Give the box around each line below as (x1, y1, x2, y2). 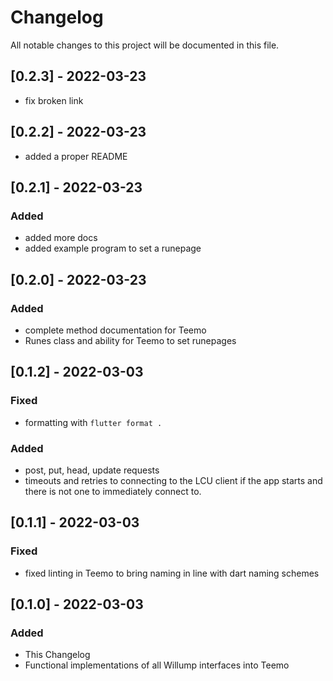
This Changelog (24, 649, 91, 661)
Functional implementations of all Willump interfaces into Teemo (24, 659, 290, 671)
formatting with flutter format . (24, 416, 163, 428)
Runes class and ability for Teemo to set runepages (24, 334, 237, 346)
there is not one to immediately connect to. (24, 485, 202, 497)
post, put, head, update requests (24, 464, 160, 476)
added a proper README (24, 150, 128, 162)
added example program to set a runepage (24, 242, 202, 255)
